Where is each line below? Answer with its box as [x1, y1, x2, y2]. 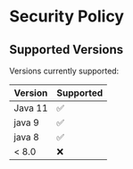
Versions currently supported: [9, 65, 120, 76]
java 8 [13, 131, 40, 143]
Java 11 [13, 102, 48, 114]
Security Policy [9, 6, 125, 27]
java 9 [13, 116, 40, 129]
